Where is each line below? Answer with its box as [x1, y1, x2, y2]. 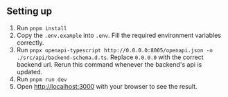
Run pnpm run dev [16, 75, 67, 83]
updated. [16, 67, 43, 76]
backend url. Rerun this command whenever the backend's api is [16, 60, 202, 68]
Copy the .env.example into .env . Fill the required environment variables [16, 31, 222, 39]
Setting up [6, 6, 53, 17]
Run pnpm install [16, 23, 67, 32]
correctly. [16, 38, 44, 47]
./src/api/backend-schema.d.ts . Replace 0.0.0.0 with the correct [16, 53, 204, 61]
